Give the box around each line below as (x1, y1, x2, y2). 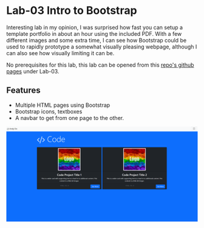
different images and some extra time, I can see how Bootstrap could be (6, 36, 187, 44)
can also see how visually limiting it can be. (6, 49, 115, 56)
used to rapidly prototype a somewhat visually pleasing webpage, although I (6, 43, 197, 50)
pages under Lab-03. (6, 67, 59, 75)
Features (6, 85, 41, 96)
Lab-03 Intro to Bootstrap (6, 4, 138, 18)
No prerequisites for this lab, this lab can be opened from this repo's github (6, 61, 194, 69)
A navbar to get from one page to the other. (15, 114, 124, 121)
